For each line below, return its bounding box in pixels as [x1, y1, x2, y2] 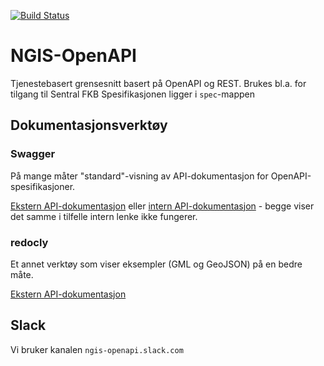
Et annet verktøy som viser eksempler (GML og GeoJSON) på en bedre [10, 258, 303, 270]
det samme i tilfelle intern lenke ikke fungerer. [10, 210, 198, 222]
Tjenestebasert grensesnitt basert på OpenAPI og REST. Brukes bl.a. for [10, 77, 307, 89]
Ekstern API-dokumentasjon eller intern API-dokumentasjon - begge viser [10, 200, 315, 212]
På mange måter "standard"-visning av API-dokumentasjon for [10, 170, 269, 182]
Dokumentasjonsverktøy [10, 117, 168, 134]
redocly [10, 235, 49, 249]
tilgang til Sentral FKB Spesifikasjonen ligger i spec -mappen [10, 88, 256, 100]
